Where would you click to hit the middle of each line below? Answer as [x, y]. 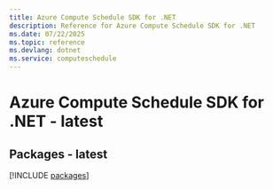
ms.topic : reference [47, 42]
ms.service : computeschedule [63, 59]
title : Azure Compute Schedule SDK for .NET [93, 17]
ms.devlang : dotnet [45, 51]
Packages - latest [58, 154]
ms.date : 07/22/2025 [47, 34]
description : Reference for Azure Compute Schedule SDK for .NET [132, 26]
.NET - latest [56, 122]
